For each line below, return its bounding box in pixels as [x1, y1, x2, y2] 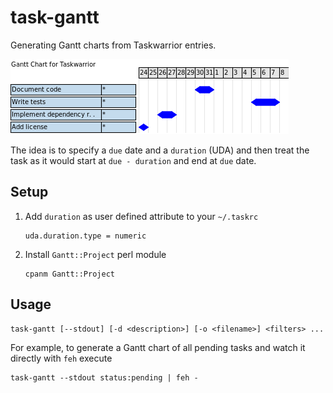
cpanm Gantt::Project [24, 269, 115, 279]
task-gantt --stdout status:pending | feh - [10, 372, 199, 383]
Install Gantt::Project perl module [24, 248, 167, 260]
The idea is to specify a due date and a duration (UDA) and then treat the [10, 144, 310, 156]
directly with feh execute [10, 352, 113, 364]
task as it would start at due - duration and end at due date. [10, 154, 257, 166]
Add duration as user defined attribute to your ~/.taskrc [24, 210, 259, 222]
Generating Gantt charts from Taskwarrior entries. [10, 39, 217, 51]
